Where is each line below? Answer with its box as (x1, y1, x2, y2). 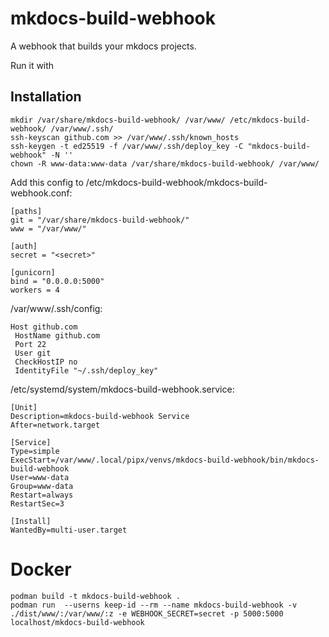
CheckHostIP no (14, 357, 78, 367)
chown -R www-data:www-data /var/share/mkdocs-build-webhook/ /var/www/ (10, 158, 320, 169)
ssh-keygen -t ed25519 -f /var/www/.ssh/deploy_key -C (10, 141, 244, 151)
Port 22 (14, 339, 47, 349)
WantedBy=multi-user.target (10, 525, 128, 535)
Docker (10, 558, 72, 581)
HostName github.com (14, 330, 101, 341)
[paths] (10, 206, 43, 216)
